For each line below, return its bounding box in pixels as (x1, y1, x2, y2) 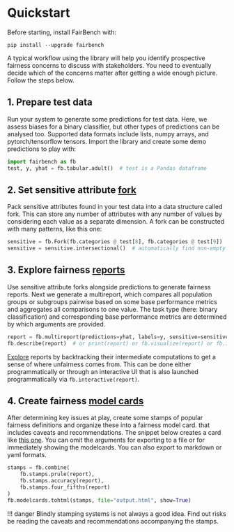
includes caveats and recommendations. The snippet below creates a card (7, 429, 221, 437)
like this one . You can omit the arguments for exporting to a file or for (7, 436, 205, 445)
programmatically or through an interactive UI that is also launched (7, 367, 198, 375)
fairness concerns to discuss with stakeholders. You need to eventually (7, 61, 212, 69)
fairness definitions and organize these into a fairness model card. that (7, 421, 210, 429)
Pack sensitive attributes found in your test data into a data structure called (7, 203, 223, 211)
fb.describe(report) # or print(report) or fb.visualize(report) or (7, 340, 214, 347)
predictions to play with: (7, 145, 77, 153)
